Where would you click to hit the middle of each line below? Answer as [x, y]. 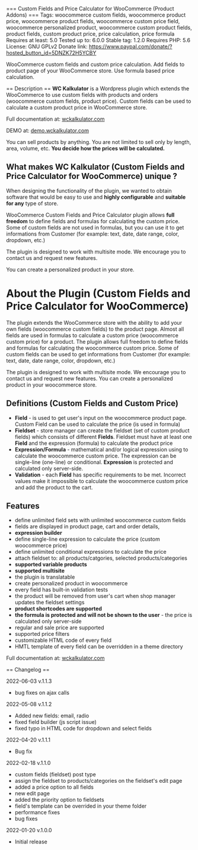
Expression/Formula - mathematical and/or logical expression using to [101, 449]
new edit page [32, 793]
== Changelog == [28, 670]
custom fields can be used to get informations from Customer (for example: [98, 354]
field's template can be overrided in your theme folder [81, 806]
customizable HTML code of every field [63, 640]
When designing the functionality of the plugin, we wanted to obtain [89, 190]
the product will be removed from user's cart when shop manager [95, 596]
